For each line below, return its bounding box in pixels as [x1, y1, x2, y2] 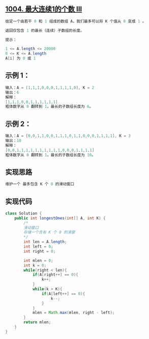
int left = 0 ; [23, 244, 53, 249]
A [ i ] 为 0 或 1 [5, 56, 36, 61]
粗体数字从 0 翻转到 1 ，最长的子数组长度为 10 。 [5, 152, 96, 157]
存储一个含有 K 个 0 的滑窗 [23, 230, 75, 235]
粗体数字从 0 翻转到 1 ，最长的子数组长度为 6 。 [5, 104, 94, 109]
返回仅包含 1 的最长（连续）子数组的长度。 [5, 28, 84, 33]
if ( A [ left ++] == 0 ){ [41, 291, 85, 296]
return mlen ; [23, 320, 51, 325]
